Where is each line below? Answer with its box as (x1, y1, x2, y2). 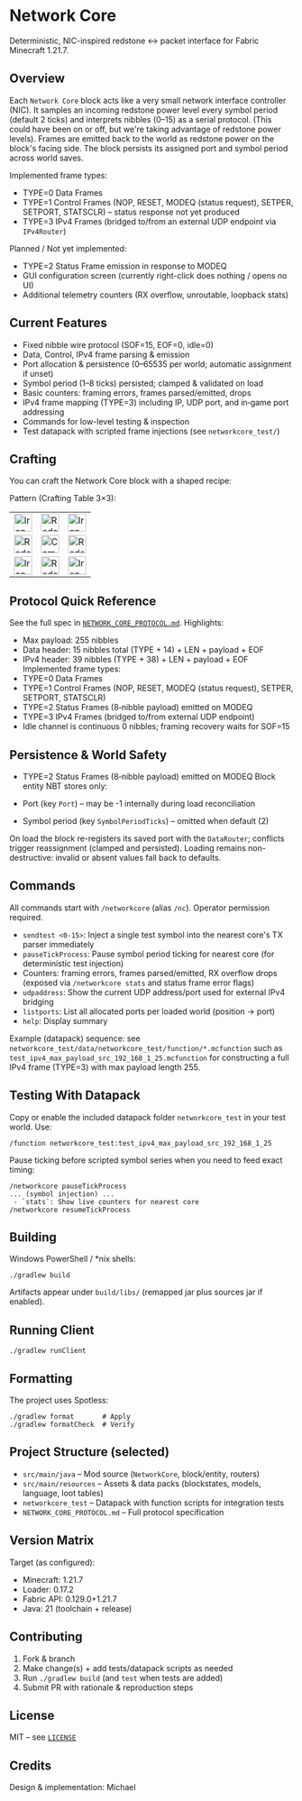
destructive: (9, 853, 54, 863)
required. (9, 911, 43, 922)
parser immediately (22, 938, 95, 949)
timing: (9, 1164, 35, 1175)
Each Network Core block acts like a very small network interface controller (9, 95, 287, 105)
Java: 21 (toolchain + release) (22, 1603, 133, 1614)
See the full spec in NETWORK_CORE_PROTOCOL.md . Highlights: (9, 617, 224, 628)
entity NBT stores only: (22, 781, 108, 791)
